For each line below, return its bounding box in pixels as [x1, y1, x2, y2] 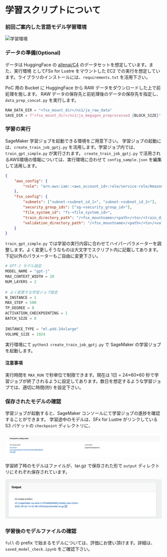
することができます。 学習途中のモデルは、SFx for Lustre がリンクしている [5, 416, 158, 423]
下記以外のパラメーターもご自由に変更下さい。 [5, 253, 101, 259]
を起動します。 [5, 348, 36, 354]
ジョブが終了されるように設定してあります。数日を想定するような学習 [9, 378, 153, 384]
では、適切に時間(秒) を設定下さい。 [9, 384, 84, 390]
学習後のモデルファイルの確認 [5, 528, 77, 535]
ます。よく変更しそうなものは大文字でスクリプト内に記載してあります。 [13, 247, 161, 253]
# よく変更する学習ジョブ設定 [5, 289, 58, 295]
